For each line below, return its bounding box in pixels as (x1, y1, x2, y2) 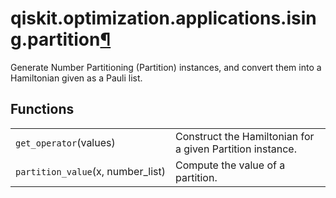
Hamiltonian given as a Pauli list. (10, 72, 143, 84)
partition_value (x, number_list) (15, 164, 166, 178)
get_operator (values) (15, 135, 116, 149)
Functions (10, 101, 75, 118)
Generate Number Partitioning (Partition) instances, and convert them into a (10, 61, 322, 73)
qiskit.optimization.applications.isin (10, 7, 317, 30)
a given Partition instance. (174, 142, 297, 156)
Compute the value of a (174, 158, 286, 172)
